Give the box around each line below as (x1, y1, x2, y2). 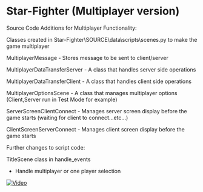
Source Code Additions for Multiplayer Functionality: (6, 24, 138, 31)
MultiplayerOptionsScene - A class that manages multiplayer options (6, 89, 178, 96)
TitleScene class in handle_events (6, 156, 91, 163)
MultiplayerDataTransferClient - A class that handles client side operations (6, 78, 192, 85)
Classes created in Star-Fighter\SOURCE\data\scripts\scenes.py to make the (6, 36, 198, 43)
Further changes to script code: (6, 144, 85, 151)
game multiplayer (6, 42, 50, 50)
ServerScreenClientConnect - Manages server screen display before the (6, 107, 188, 114)
